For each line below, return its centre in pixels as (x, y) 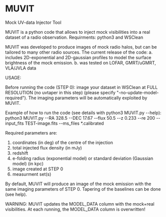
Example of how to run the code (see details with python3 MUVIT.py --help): (83, 113)
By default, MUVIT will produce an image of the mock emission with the (78, 184)
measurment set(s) (32, 174)
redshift (20, 153)
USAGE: (13, 77)
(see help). (16, 194)
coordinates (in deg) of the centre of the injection (62, 143)
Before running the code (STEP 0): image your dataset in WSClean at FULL (82, 87)
